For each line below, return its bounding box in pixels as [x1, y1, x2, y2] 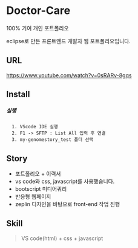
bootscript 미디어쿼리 [15, 185, 67, 192]
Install [6, 89, 30, 100]
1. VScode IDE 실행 [11, 124, 59, 130]
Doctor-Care [6, 4, 71, 18]
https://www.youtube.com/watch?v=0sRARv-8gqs [6, 71, 132, 79]
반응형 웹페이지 [15, 193, 51, 200]
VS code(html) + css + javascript [21, 235, 103, 242]
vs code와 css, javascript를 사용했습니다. [15, 177, 115, 185]
